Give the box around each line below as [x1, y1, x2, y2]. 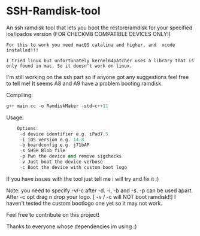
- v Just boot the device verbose [19, 159, 103, 165]
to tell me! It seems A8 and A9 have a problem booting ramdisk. [6, 80, 163, 87]
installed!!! [6, 47, 39, 53]
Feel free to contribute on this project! [6, 211, 100, 218]
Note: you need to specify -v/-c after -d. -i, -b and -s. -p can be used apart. [6, 187, 193, 194]
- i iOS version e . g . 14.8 [19, 137, 84, 143]
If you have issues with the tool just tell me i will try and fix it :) [6, 175, 159, 182]
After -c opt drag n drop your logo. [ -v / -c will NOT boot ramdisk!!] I [6, 193, 176, 200]
